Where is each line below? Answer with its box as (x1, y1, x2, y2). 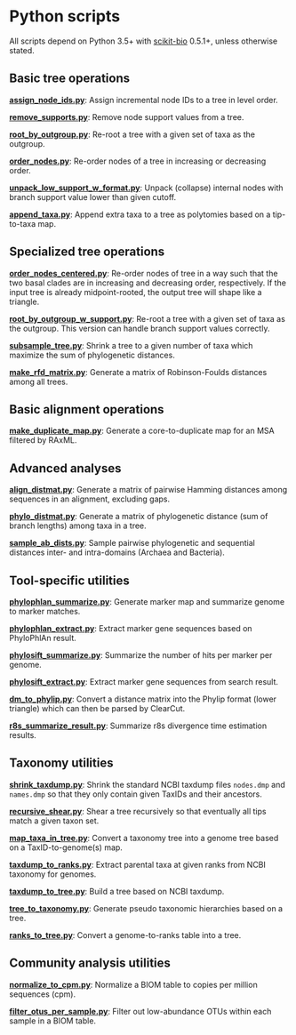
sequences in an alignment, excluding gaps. (9, 493, 171, 504)
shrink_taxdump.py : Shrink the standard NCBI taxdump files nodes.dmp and (9, 779, 286, 790)
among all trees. (9, 376, 68, 387)
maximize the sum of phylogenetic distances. (9, 349, 175, 360)
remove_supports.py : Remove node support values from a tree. (9, 111, 244, 122)
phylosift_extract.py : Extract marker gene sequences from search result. (9, 677, 278, 686)
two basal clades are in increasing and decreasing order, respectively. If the (9, 277, 287, 288)
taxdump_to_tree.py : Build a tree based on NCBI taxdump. (9, 886, 225, 896)
